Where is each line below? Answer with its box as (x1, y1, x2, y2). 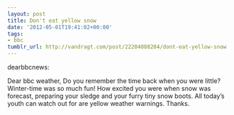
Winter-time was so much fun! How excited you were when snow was (7, 84, 211, 92)
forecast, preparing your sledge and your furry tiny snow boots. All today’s (7, 92, 225, 100)
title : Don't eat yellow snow (7, 17, 97, 24)
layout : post (7, 10, 46, 18)
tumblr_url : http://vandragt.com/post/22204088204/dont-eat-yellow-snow (7, 43, 227, 50)
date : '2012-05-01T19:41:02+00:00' (7, 23, 113, 31)
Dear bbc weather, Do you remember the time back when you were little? (7, 77, 221, 85)
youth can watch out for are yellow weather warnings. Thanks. (7, 99, 190, 107)
